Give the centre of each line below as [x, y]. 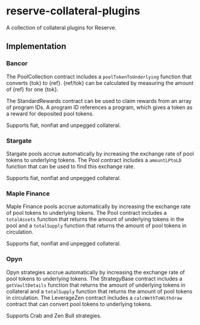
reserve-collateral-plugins [73, 11]
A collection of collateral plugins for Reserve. [61, 28]
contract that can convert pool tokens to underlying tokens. [79, 304]
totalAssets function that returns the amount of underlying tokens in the [95, 219]
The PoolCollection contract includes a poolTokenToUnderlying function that [99, 77]
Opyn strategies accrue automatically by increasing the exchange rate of [96, 272]
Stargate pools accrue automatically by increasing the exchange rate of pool [100, 153]
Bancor [17, 63]
